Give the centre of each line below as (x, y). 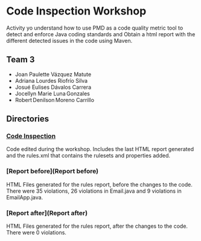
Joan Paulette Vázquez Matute (53, 74)
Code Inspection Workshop (76, 11)
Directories (28, 119)
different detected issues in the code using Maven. (69, 40)
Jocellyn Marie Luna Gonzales (53, 93)
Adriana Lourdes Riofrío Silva (51, 80)
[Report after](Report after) (47, 213)
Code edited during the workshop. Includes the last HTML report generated (100, 149)
